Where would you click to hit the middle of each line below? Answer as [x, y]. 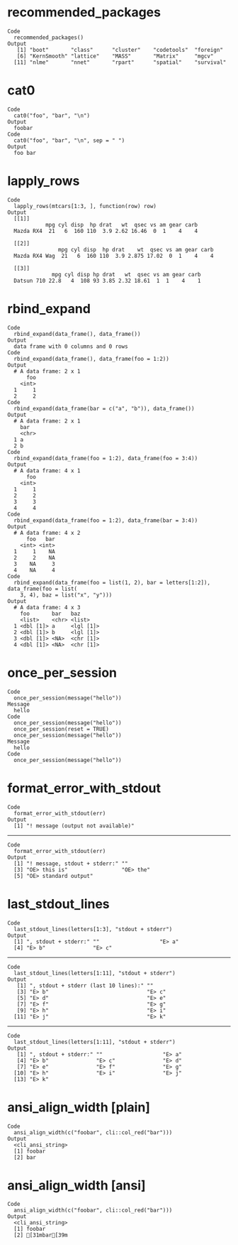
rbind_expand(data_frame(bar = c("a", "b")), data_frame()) [104, 408]
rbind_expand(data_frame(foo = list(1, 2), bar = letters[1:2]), [112, 582]
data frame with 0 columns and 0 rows [71, 346]
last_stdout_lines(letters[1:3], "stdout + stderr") [93, 929]
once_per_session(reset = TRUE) [62, 729]
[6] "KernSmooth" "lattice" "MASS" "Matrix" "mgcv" [115, 56]
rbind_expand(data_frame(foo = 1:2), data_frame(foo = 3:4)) [106, 458]
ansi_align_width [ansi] [77, 1185]
